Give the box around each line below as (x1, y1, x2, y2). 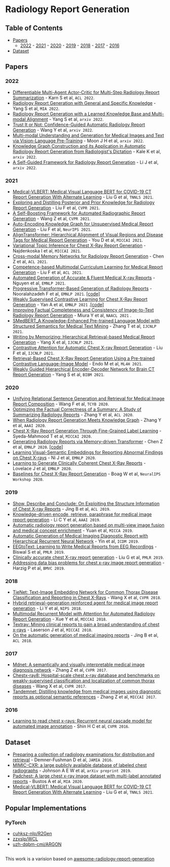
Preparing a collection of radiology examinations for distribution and (12, 752, 155, 758)
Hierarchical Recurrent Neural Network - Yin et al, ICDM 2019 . (12, 538, 139, 544)
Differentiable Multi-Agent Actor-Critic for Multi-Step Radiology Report (12, 89, 160, 95)
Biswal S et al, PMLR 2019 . (12, 549, 65, 555)
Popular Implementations (5, 804, 87, 812)
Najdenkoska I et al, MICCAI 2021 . (12, 247, 81, 254)
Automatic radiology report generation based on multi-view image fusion (12, 522, 164, 528)
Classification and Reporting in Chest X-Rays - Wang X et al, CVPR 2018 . (12, 594, 161, 600)
